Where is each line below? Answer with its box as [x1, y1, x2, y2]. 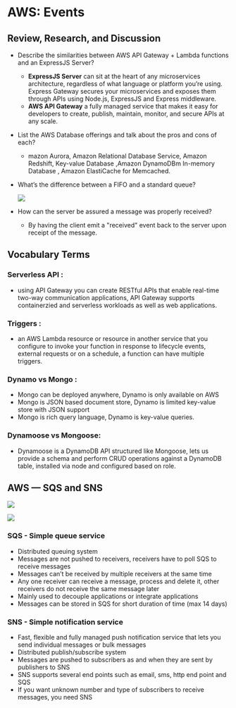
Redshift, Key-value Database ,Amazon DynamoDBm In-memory [27, 159, 215, 168]
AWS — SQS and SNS [7, 482, 104, 494]
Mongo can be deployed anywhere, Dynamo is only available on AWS [17, 390, 220, 399]
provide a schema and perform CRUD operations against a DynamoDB [17, 454, 222, 462]
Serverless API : [7, 270, 63, 280]
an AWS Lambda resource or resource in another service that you [17, 334, 209, 342]
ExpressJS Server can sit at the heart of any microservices [27, 72, 201, 80]
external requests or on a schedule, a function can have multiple [17, 349, 204, 358]
